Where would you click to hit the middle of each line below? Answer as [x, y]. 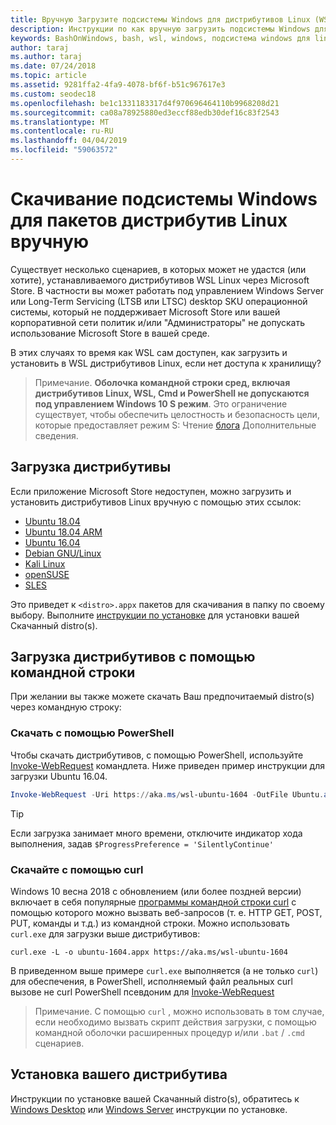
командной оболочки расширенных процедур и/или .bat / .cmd [169, 1032]
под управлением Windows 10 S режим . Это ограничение [161, 403]
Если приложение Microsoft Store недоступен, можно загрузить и [151, 491]
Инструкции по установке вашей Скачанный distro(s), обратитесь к [155, 1098]
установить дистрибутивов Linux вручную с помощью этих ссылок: [156, 502]
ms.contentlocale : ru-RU [62, 131]
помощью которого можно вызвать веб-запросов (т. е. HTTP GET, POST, [166, 912]
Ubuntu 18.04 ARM [63, 532]
